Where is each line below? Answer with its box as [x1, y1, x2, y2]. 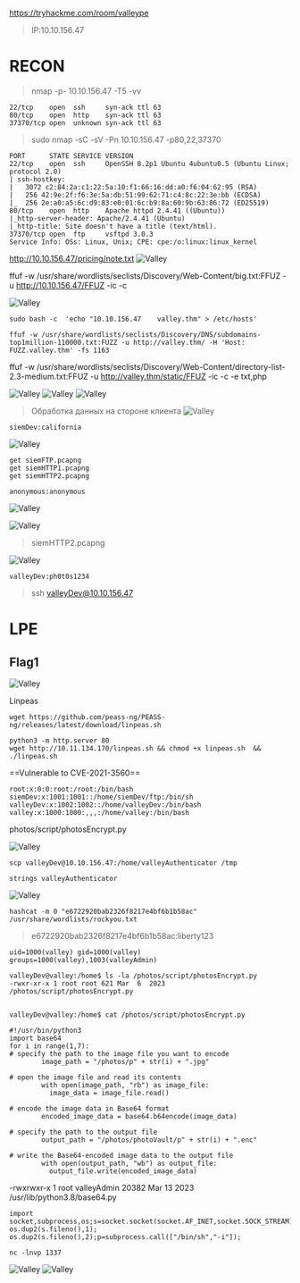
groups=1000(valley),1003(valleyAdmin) [9, 955, 158, 964]
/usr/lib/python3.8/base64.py [9, 1192, 118, 1203]
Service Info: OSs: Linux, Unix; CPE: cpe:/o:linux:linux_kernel [9, 237, 257, 247]
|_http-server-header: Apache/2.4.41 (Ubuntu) [9, 214, 186, 222]
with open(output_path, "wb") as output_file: [41, 1159, 218, 1168]
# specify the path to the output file [9, 1128, 158, 1136]
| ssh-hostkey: [9, 174, 66, 184]
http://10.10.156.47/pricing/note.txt [9, 253, 135, 264]
